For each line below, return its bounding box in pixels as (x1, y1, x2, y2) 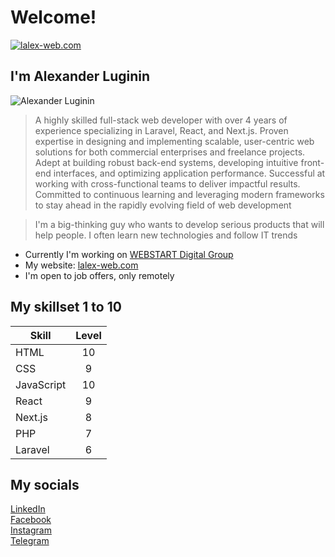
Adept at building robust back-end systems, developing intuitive (34, 156, 299, 168)
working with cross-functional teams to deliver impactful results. (34, 177, 301, 190)
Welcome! (10, 6, 97, 29)
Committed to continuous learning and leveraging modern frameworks (34, 188, 325, 200)
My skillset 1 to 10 (10, 299, 122, 316)
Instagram (10, 524, 52, 536)
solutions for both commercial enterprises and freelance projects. (34, 146, 306, 158)
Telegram (10, 535, 50, 547)
